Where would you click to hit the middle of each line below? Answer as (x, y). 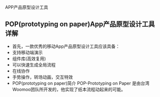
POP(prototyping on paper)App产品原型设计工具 (80, 24)
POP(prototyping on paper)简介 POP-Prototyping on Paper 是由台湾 (81, 83)
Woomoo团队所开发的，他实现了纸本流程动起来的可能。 (69, 89)
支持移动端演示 (27, 52)
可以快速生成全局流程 (34, 65)
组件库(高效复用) (29, 59)
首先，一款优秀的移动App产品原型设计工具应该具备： (66, 46)
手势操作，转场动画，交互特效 (42, 77)
